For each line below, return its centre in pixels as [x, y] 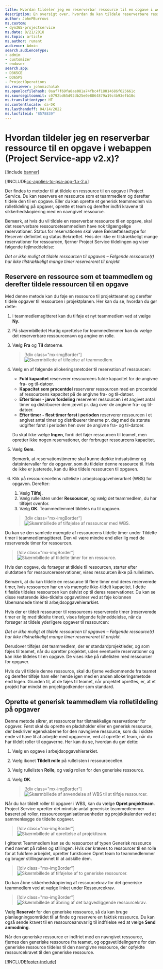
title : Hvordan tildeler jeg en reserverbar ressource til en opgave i [79, 9]
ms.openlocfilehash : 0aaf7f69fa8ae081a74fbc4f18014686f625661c [70, 91]
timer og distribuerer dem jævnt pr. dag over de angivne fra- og [83, 404]
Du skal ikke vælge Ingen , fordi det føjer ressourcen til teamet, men [79, 434]
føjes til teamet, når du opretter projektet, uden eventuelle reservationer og [80, 651]
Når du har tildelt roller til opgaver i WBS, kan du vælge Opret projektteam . [80, 803]
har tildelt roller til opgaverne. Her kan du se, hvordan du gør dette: [72, 742]
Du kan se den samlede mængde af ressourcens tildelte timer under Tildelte [81, 532]
